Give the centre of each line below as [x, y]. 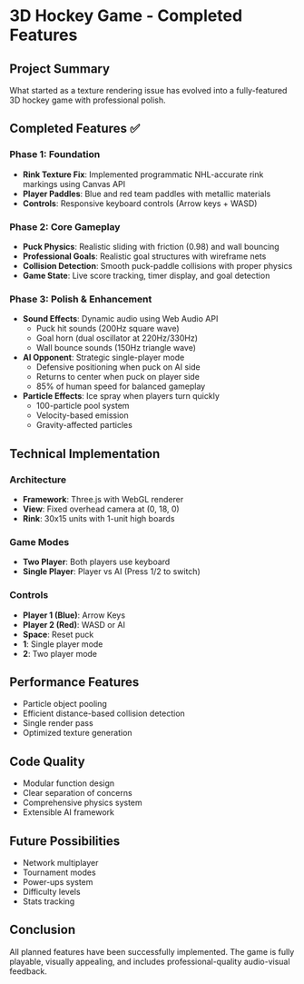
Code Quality [47, 761]
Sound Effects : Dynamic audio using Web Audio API [120, 319]
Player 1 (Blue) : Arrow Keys [74, 615]
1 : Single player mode [63, 644]
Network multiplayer [60, 863]
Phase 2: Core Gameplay [65, 226]
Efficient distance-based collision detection [104, 713]
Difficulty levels [51, 892]
